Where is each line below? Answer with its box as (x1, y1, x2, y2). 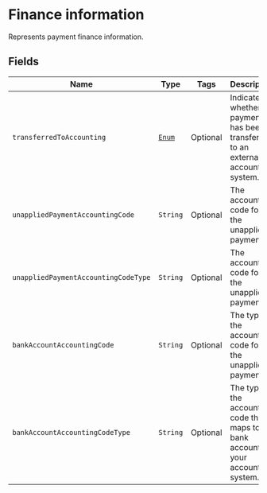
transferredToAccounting (12, 133, 106, 142)
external (230, 151, 261, 162)
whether (230, 102, 261, 113)
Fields (8, 55, 40, 68)
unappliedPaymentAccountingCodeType (12, 273, 151, 281)
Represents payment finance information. (8, 32, 144, 41)
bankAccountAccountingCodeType (12, 428, 131, 437)
